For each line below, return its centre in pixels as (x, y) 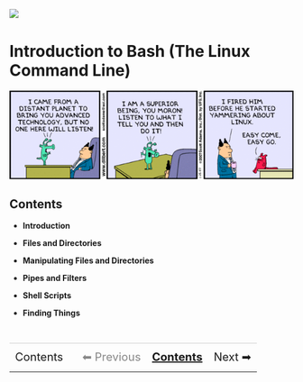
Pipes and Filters (55, 278)
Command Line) (70, 71)
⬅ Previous (112, 357)
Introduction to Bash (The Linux (130, 52)
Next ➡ (232, 357)
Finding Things (51, 313)
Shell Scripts (47, 296)
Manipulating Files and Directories (88, 260)
